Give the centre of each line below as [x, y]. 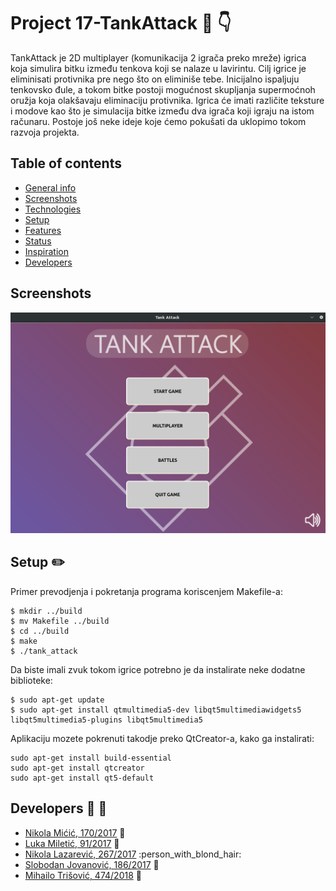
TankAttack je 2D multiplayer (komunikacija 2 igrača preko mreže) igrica [158, 57]
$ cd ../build [40, 631]
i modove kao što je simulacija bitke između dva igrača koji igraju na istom [162, 111]
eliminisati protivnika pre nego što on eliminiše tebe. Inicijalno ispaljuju [155, 79]
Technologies [53, 209]
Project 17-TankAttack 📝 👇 [121, 23]
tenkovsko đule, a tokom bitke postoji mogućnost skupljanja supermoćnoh [163, 89]
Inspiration [46, 251]
